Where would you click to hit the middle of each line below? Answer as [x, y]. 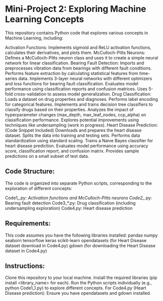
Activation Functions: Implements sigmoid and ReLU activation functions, [78, 47]
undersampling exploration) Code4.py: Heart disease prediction [69, 208]
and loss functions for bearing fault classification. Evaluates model [72, 83]
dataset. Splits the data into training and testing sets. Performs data [72, 135]
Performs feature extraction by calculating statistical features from [72, 73]
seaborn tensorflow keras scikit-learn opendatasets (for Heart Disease [76, 240]
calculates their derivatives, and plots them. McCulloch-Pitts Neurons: [75, 53]
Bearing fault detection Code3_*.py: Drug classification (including [70, 203]
